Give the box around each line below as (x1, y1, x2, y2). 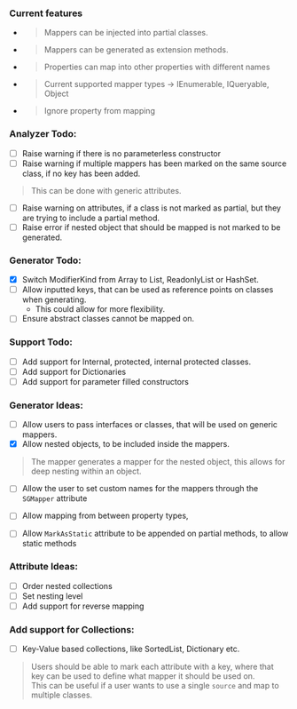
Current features (9, 7, 83, 20)
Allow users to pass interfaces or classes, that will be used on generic (21, 419, 277, 430)
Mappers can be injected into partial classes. (43, 28, 208, 38)
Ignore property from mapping (43, 106, 155, 116)
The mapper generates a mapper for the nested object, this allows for (30, 457, 285, 467)
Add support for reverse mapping (21, 601, 145, 611)
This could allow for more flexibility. (35, 304, 166, 315)
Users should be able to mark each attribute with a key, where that (30, 661, 275, 673)
